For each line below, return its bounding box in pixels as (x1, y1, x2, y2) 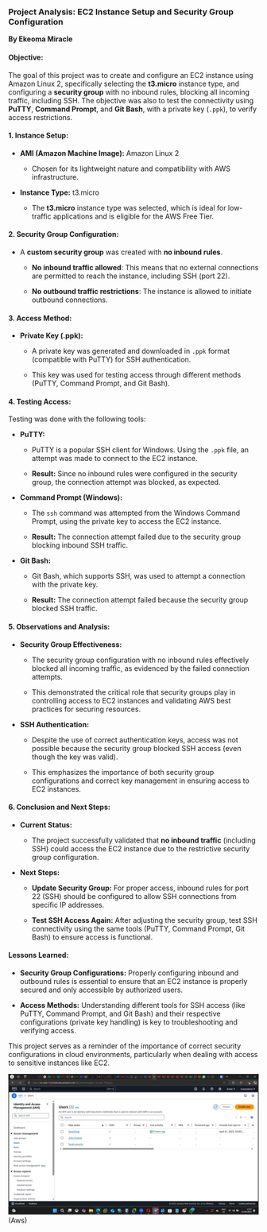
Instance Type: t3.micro (19, 188, 99, 197)
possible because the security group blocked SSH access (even (31, 743, 242, 753)
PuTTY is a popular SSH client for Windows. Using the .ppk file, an (31, 445, 249, 455)
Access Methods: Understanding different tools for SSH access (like (19, 1000, 246, 1009)
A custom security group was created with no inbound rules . (19, 247, 223, 257)
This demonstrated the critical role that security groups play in (31, 687, 236, 697)
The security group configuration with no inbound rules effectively (31, 655, 250, 664)
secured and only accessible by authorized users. (19, 985, 184, 994)
